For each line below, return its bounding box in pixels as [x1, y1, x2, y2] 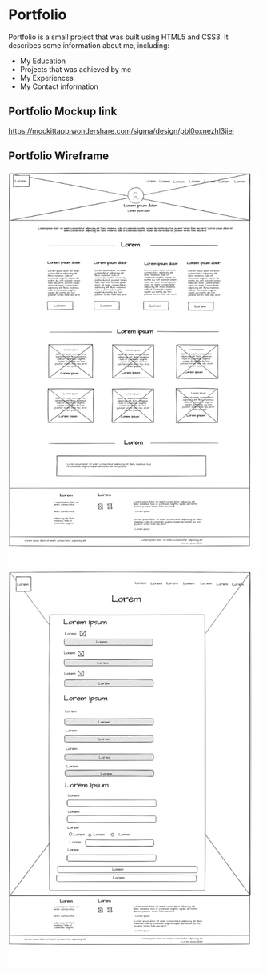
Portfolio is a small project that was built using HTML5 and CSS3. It [8, 32, 229, 42]
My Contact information [19, 82, 98, 91]
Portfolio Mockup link [8, 105, 118, 118]
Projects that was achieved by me [19, 64, 132, 74]
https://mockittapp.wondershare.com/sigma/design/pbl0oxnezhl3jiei [8, 126, 234, 135]
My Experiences [19, 73, 74, 82]
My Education [19, 56, 66, 66]
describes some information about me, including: [8, 40, 170, 50]
